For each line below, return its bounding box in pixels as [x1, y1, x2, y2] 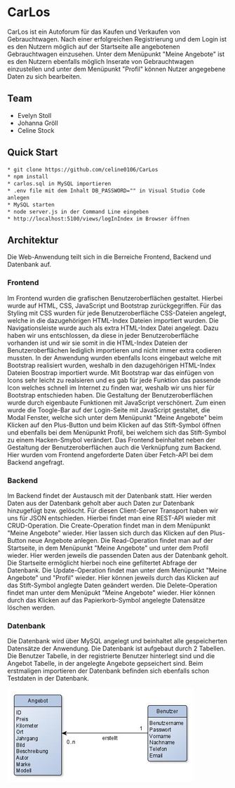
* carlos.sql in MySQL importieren [7, 180, 112, 187]
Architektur [7, 234, 59, 246]
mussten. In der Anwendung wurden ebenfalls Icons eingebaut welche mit [7, 353, 222, 362]
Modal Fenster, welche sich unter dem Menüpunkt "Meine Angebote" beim [7, 413, 223, 421]
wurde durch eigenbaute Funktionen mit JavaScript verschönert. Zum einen [7, 398, 226, 407]
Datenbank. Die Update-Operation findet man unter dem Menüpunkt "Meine [7, 566, 227, 574]
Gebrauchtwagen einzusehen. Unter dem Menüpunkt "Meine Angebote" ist [7, 50, 225, 58]
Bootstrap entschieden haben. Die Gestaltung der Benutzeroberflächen [7, 390, 213, 399]
